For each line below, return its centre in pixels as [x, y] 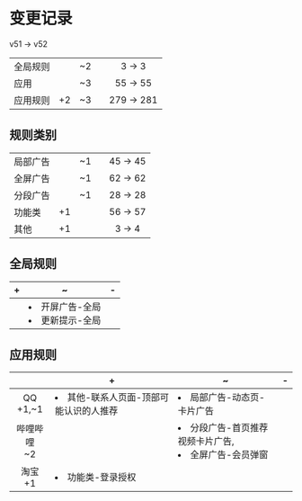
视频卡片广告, [206, 442]
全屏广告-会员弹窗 [229, 455]
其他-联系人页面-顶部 [113, 398]
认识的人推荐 [91, 411]
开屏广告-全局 [71, 307]
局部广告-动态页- [227, 398]
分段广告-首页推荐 [229, 428]
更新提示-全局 [71, 320]
